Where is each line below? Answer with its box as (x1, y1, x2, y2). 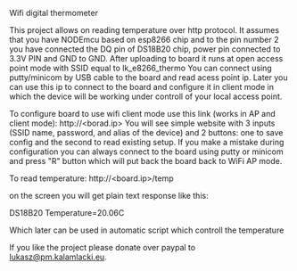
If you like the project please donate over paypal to (9, 242, 196, 252)
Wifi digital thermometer (9, 8, 98, 18)
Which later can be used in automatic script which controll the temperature (9, 225, 285, 235)
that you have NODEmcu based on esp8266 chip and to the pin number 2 (9, 35, 279, 45)
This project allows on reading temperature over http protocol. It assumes (9, 25, 279, 35)
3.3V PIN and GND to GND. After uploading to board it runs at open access (9, 53, 284, 63)
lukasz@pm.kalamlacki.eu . (9, 251, 107, 262)
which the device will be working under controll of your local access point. (9, 91, 283, 102)
